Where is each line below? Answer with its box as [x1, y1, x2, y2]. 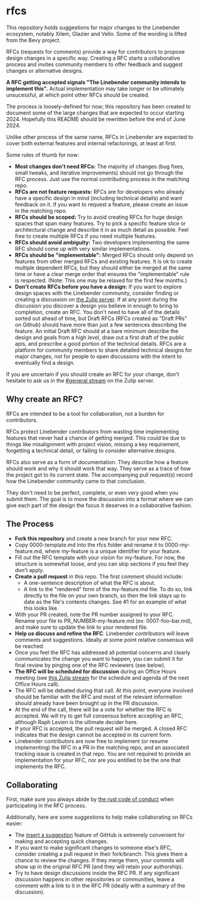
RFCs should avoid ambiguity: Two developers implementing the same [14, 238, 190, 246]
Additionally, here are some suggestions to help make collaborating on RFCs [6, 813, 193, 821]
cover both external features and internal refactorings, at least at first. [6, 139, 177, 147]
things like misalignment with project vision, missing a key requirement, [6, 440, 181, 448]
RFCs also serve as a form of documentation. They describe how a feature [6, 458, 189, 465]
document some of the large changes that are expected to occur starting [6, 109, 184, 116]
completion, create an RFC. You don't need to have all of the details [14, 308, 180, 315]
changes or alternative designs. [6, 67, 84, 74]
